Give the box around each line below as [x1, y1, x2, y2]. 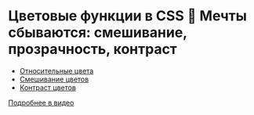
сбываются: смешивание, [8, 23, 187, 41]
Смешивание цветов [19, 74, 89, 84]
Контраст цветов [19, 82, 77, 92]
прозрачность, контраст [8, 41, 178, 58]
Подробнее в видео [8, 98, 74, 107]
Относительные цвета [19, 66, 94, 75]
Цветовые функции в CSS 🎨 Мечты [8, 7, 247, 25]
